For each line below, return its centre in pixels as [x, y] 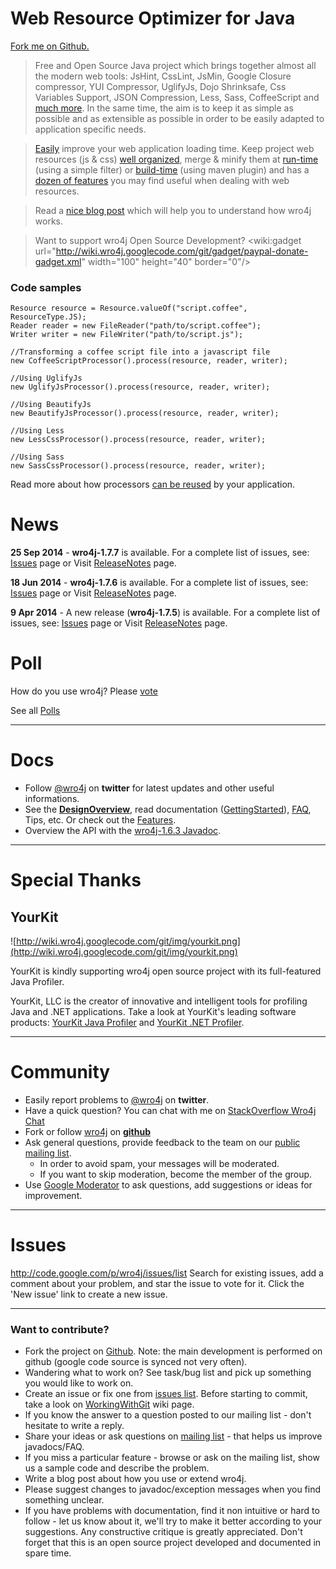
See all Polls [35, 711]
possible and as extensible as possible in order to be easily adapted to [179, 118]
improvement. [53, 1195]
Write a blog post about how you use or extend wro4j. [135, 1479]
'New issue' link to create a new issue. [89, 1294]
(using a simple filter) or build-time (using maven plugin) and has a [172, 169]
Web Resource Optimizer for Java [153, 18]
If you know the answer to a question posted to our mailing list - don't [168, 1415]
